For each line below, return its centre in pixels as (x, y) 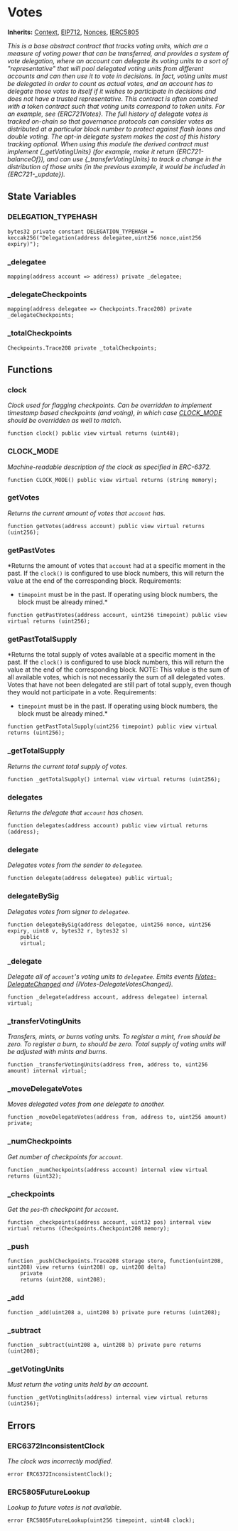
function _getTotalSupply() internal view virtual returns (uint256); (114, 779)
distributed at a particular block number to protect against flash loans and (117, 129)
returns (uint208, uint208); (63, 1280)
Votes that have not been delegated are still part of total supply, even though (119, 685)
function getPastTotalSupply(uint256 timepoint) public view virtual (113, 727)
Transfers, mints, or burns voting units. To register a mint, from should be (114, 1037)
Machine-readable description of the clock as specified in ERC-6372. (109, 467)
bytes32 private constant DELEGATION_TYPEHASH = (81, 232)
